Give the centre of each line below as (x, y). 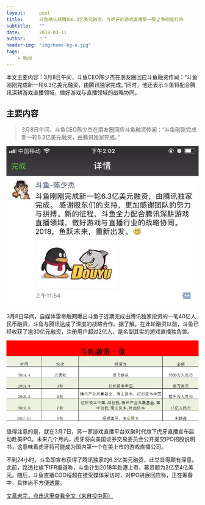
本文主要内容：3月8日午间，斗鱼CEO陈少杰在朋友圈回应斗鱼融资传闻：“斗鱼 (102, 77)
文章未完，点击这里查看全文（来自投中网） (60, 496)
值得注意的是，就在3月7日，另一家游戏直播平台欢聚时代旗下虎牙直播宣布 (98, 432)
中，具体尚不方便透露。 (36, 483)
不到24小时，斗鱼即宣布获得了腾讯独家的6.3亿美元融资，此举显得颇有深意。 (102, 460)
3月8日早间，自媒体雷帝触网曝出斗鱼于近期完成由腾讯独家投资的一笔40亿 (99, 316)
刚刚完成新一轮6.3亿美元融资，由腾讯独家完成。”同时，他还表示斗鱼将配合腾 (101, 84)
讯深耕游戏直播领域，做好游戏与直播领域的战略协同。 (73, 92)
